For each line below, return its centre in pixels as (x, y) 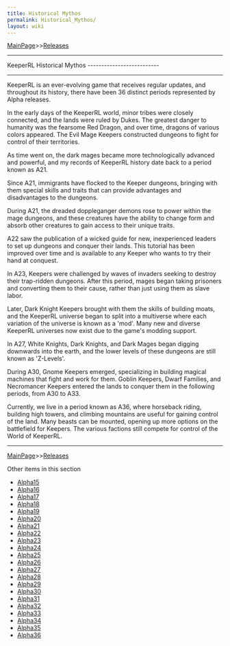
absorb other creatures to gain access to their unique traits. (91, 225)
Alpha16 (28, 490)
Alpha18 (28, 504)
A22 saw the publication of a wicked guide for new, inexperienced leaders (112, 239)
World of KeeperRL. (35, 436)
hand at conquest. (33, 260)
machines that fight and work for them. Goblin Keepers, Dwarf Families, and (114, 379)
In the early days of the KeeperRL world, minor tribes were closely (100, 113)
